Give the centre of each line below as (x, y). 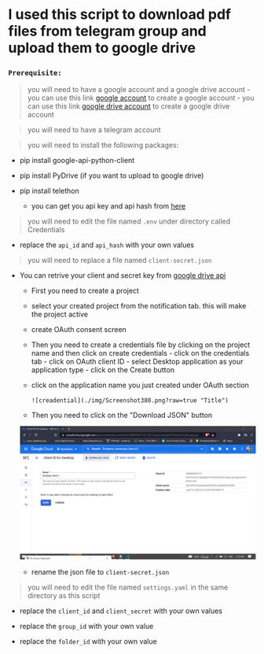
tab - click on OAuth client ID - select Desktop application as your (137, 362)
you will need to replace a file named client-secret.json (119, 260)
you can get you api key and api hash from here (108, 206)
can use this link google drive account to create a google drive (128, 106)
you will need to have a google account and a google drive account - (139, 90)
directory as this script (64, 595)
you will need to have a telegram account (94, 130)
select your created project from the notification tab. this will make (139, 306)
